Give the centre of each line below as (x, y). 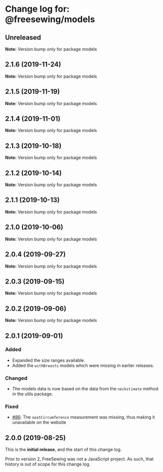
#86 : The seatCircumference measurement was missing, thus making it (83, 417)
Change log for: (37, 9)
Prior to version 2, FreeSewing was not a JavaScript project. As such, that (79, 459)
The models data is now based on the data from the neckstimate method (85, 389)
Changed (16, 378)
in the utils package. (33, 394)
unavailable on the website (39, 422)
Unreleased (23, 37)
